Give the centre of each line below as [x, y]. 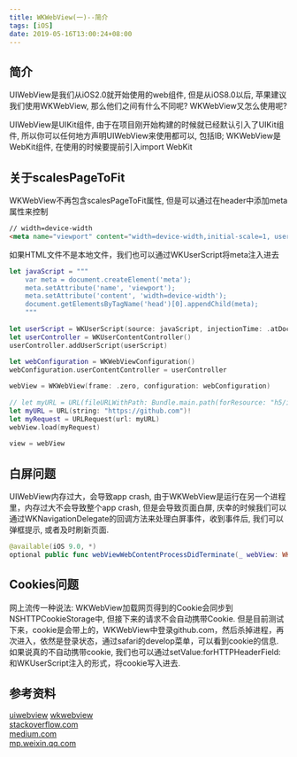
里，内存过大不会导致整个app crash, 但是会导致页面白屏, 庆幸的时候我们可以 [148, 507]
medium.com [33, 734]
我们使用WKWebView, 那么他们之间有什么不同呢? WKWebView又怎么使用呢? [148, 106]
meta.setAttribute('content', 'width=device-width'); [126, 296]
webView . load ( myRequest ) [55, 427]
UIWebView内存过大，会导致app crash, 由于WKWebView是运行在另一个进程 [148, 496]
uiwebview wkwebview [51, 715]
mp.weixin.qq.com [43, 744]
